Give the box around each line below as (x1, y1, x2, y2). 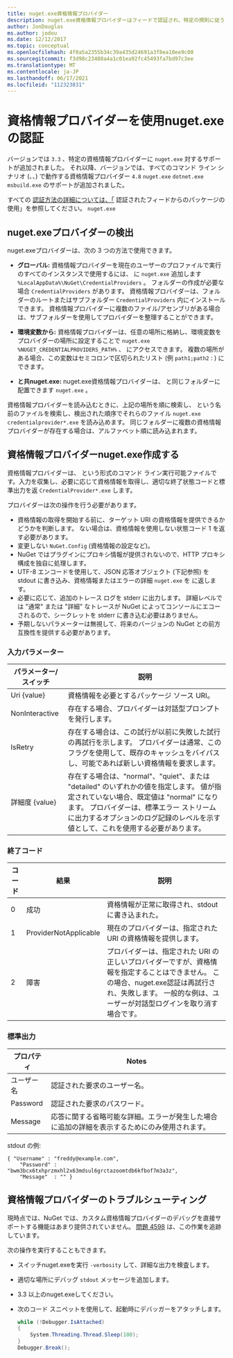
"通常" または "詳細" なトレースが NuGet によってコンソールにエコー (25, 602, 221, 611)
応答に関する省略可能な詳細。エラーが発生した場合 (51, 1112, 218, 1121)
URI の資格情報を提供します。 (107, 934, 203, 944)
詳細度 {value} (10, 797, 57, 807)
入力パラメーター (7, 647, 64, 656)
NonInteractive (10, 708, 59, 718)
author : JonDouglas (7, 23, 64, 30)
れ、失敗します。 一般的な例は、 (107, 988, 213, 998)
